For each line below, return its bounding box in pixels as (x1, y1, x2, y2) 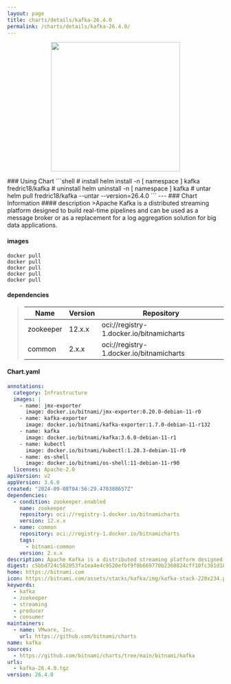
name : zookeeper (19, 505, 67, 512)
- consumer (13, 614, 45, 621)
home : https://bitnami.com (7, 569, 85, 576)
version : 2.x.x (19, 550, 63, 556)
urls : (7, 658, 23, 665)
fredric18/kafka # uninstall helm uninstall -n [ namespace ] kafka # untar (7, 184, 212, 193)
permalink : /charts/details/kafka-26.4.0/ (7, 23, 131, 30)
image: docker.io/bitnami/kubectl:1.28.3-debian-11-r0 (25, 447, 186, 454)
